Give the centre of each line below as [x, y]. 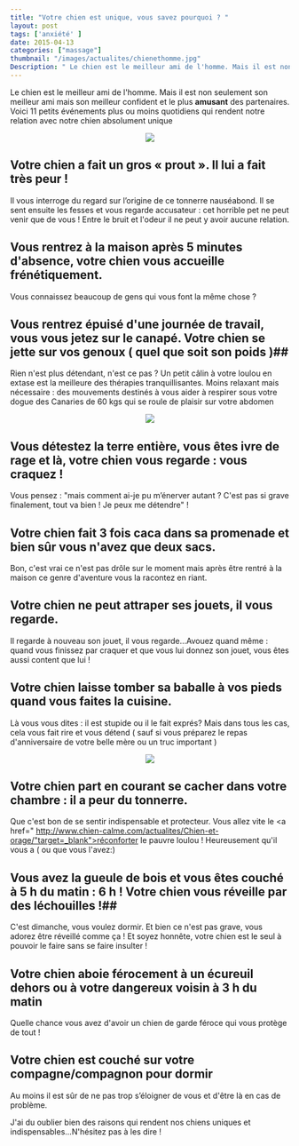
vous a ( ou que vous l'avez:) [63, 850]
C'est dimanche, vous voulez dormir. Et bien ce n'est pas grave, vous [136, 927]
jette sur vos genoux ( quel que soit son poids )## [149, 352]
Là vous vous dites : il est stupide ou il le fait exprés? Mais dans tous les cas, [150, 723]
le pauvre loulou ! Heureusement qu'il [209, 840]
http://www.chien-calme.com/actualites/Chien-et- [128, 831]
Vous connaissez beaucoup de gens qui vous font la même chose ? [133, 296]
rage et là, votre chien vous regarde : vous [129, 460]
